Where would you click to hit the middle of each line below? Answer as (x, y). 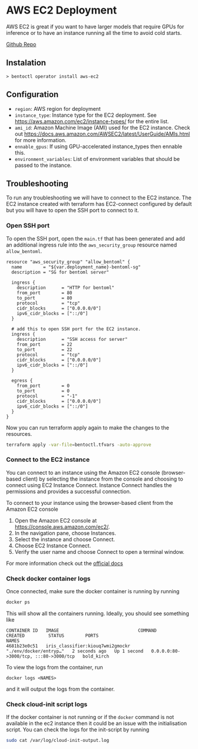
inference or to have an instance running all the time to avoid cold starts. (94, 32)
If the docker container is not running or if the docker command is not (90, 717)
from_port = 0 (43, 386)
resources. (19, 433)
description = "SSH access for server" (72, 339)
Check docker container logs (48, 579)
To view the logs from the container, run (55, 668)
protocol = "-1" (47, 396)
